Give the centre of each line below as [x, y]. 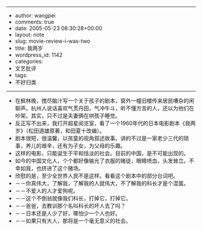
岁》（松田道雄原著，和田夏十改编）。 [60, 131]
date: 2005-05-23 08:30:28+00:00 [58, 28]
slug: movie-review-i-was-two [53, 41]
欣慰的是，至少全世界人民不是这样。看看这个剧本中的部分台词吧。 [96, 176]
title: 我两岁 [29, 48]
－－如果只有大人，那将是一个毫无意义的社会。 [73, 221]
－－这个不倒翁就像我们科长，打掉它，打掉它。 [73, 198]
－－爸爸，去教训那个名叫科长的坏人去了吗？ [70, 206]
